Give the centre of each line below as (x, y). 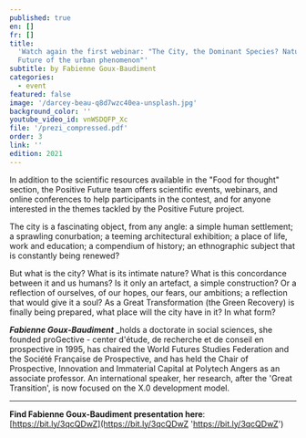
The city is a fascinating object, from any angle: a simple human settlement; (151, 226)
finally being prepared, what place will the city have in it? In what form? (143, 312)
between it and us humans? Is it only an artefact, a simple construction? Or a (153, 283)
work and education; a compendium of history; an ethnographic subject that (153, 245)
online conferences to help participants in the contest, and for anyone (140, 199)
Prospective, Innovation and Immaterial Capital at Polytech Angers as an (145, 368)
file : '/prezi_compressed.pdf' (69, 129)
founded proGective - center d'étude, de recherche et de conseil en (137, 339)
